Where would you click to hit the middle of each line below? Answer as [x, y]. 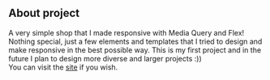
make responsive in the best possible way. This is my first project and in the [135, 50]
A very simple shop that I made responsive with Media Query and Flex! [126, 32]
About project [44, 13]
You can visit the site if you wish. [63, 67]
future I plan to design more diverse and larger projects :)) [105, 58]
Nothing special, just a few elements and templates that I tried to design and [135, 41]
